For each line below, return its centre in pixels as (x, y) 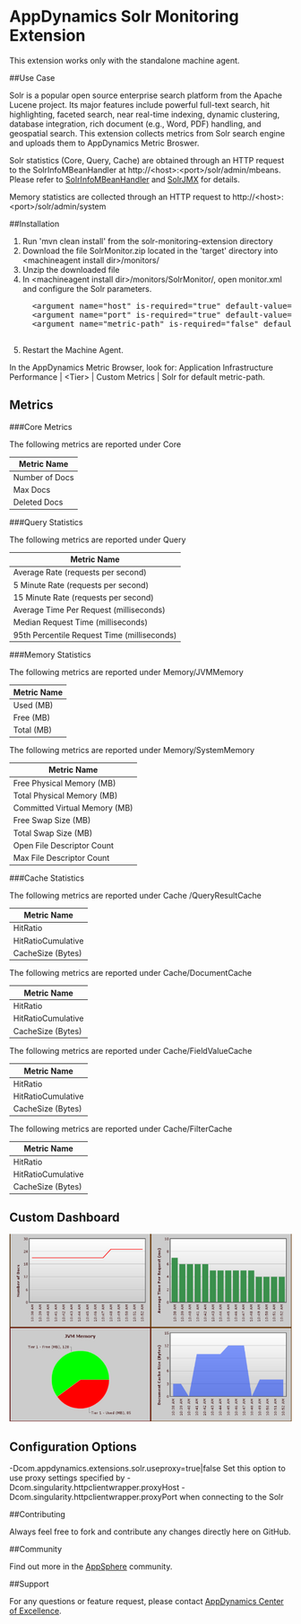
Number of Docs (43, 477)
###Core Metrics (41, 426)
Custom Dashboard (64, 1217)
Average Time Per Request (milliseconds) (89, 610)
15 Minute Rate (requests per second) (83, 597)
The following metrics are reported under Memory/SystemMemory (132, 750)
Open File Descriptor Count (64, 845)
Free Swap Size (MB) (52, 821)
